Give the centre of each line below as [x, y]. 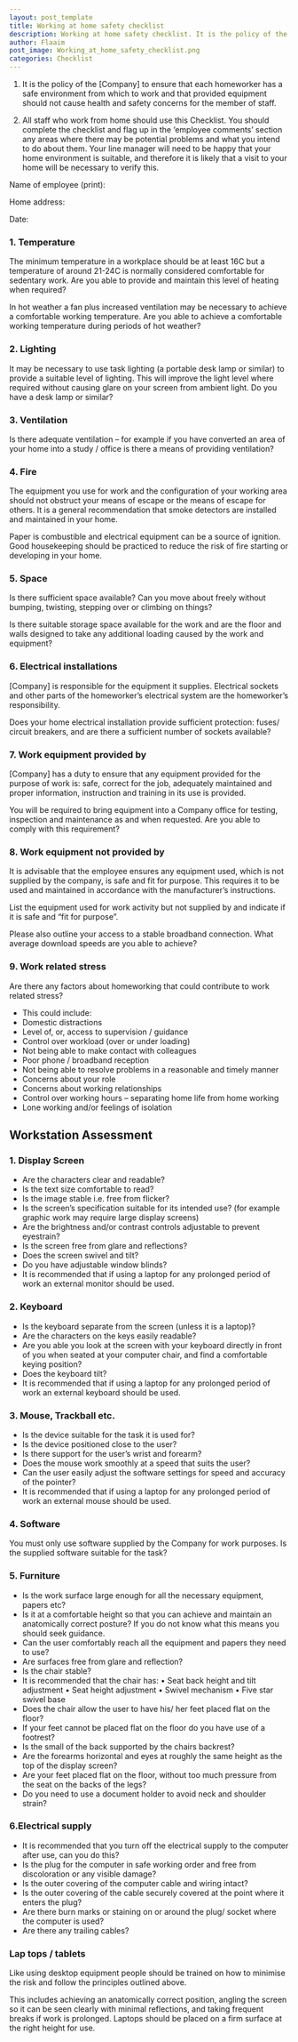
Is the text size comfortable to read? [88, 1189]
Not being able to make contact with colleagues [109, 1050]
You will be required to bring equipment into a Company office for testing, [144, 810]
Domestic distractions [62, 1022]
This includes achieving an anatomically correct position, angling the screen [148, 2000]
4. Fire [23, 471]
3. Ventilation [39, 420]
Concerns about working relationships [92, 1088]
